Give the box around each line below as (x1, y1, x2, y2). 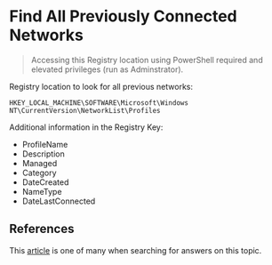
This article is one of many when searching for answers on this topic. (9, 245, 262, 255)
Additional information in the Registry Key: (9, 122, 164, 132)
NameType (21, 186, 62, 197)
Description (21, 149, 65, 159)
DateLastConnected (21, 196, 96, 206)
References (9, 221, 75, 237)
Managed (21, 157, 58, 168)
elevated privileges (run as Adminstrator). (30, 64, 184, 75)
